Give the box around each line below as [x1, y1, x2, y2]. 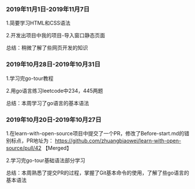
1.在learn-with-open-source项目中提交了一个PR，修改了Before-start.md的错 [6, 129, 190, 136]
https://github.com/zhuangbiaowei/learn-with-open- [54, 137, 182, 144]
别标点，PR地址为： [6, 137, 54, 144]
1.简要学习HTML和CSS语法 [6, 19, 71, 27]
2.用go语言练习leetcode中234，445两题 [6, 87, 103, 94]
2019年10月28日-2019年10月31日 [6, 60, 101, 68]
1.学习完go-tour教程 [6, 75, 54, 82]
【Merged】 [43, 144, 72, 151]
